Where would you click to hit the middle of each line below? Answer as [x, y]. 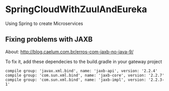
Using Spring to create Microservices [44, 23]
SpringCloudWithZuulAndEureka [76, 9]
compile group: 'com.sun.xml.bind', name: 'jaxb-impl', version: [76, 80]
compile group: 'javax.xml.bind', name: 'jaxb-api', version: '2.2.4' [81, 71]
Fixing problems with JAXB [49, 39]
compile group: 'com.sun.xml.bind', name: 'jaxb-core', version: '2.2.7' [85, 75]
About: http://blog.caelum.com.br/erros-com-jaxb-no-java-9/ [69, 51]
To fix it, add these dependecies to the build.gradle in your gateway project [84, 62]
